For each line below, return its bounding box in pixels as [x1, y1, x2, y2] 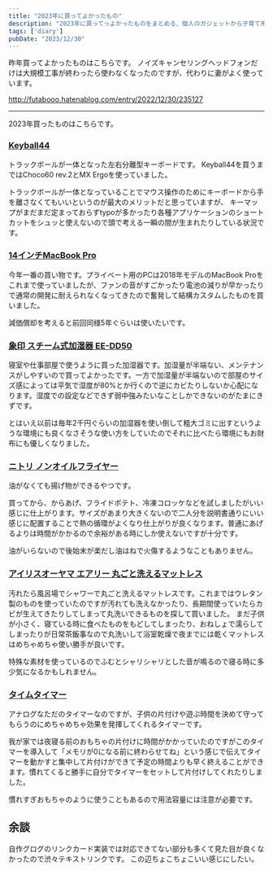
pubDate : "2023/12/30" [8, 34, 85, 43]
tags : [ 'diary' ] [8, 27, 63, 35]
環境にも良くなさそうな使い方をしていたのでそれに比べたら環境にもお [22, 428, 258, 438]
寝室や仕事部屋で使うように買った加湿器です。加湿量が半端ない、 [8, 360, 229, 370]
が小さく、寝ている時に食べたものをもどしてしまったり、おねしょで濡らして [8, 619, 264, 628]
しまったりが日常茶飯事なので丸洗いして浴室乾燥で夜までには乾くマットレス [8, 628, 265, 639]
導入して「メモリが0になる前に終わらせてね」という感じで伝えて [29, 746, 248, 757]
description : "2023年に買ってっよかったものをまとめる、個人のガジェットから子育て [8, 20, 262, 28]
